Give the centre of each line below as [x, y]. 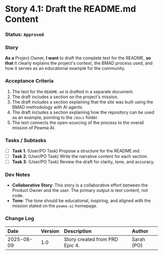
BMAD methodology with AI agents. [48, 107]
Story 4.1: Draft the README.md [71, 9]
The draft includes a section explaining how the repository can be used [83, 112]
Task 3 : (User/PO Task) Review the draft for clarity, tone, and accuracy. [83, 162]
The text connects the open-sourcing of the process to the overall [78, 122]
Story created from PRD [91, 239]
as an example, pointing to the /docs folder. [55, 117]
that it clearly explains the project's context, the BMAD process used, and [79, 63]
